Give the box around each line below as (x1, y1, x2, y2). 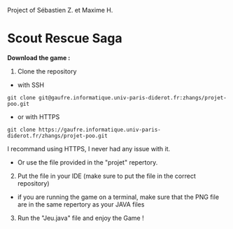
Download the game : (7, 53, 71, 62)
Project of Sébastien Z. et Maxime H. (7, 6, 113, 14)
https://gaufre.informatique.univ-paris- (38, 126, 161, 133)
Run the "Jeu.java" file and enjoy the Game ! (17, 214, 145, 222)
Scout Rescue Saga (7, 31, 122, 46)
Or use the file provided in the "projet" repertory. (17, 158, 158, 167)
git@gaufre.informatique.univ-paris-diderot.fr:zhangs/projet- (38, 94, 227, 101)
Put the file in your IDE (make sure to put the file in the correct (17, 172, 196, 180)
